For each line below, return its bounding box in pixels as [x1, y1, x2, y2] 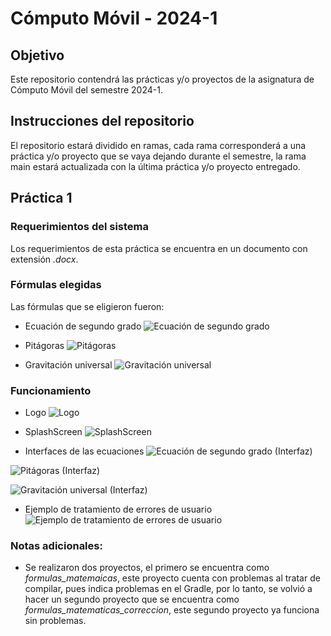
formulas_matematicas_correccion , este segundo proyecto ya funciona [24, 604, 320, 616]
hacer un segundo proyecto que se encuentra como [24, 593, 240, 606]
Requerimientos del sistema [10, 220, 150, 234]
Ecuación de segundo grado [24, 320, 142, 332]
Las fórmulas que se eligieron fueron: [10, 300, 165, 312]
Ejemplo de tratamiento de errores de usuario [24, 503, 213, 516]
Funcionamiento [10, 383, 92, 397]
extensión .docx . [10, 253, 79, 265]
